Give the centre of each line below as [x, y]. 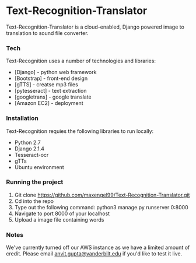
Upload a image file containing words [59, 219]
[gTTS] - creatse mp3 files [46, 85]
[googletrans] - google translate [53, 97]
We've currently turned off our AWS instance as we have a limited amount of [98, 248]
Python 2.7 [27, 142]
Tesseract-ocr [32, 155]
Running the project [35, 182]
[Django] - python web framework [55, 72]
